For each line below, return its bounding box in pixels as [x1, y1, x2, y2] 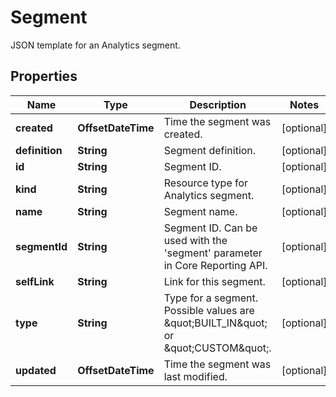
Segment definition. [163, 143, 257, 157]
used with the [163, 233, 228, 247]
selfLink [15, 274, 55, 288]
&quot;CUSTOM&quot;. [163, 341, 272, 355]
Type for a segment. [163, 291, 258, 305]
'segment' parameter [163, 246, 263, 260]
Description [189, 97, 247, 111]
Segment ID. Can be [163, 221, 258, 235]
